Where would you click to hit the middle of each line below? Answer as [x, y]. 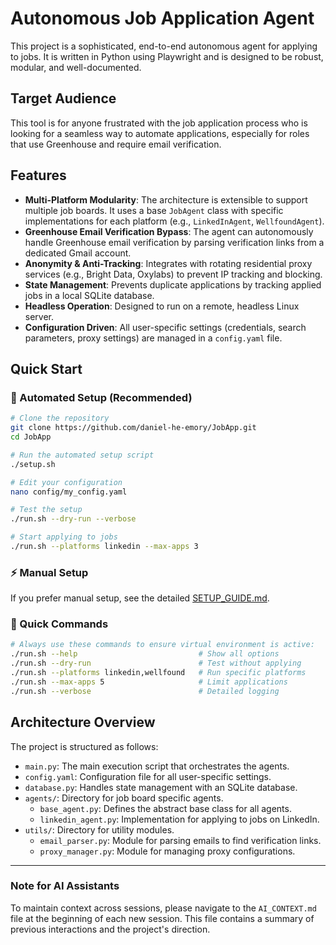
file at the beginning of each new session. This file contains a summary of [162, 918]
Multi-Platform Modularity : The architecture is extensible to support [166, 199]
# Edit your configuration [66, 482]
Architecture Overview [83, 722]
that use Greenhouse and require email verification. [116, 144]
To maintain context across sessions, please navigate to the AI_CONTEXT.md [163, 908]
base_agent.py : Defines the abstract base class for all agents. [165, 808]
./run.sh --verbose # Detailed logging [145, 691]
